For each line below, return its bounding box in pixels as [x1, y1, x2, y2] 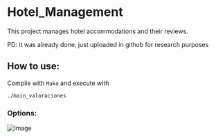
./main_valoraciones [7, 92, 67, 99]
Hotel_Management [7, 4, 123, 20]
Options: [7, 108, 37, 118]
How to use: [7, 60, 60, 73]
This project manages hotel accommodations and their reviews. [7, 27, 188, 35]
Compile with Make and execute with [7, 79, 109, 87]
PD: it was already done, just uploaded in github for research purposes [7, 40, 209, 48]
